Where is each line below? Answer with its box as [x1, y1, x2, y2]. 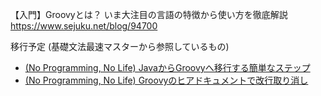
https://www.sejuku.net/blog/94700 [10, 20, 158, 32]
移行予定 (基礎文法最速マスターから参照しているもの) [10, 41, 230, 52]
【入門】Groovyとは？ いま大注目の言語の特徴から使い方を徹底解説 [10, 9, 288, 20]
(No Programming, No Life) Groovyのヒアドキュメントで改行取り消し [24, 74, 309, 86]
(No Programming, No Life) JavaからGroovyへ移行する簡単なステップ [24, 62, 311, 73]
